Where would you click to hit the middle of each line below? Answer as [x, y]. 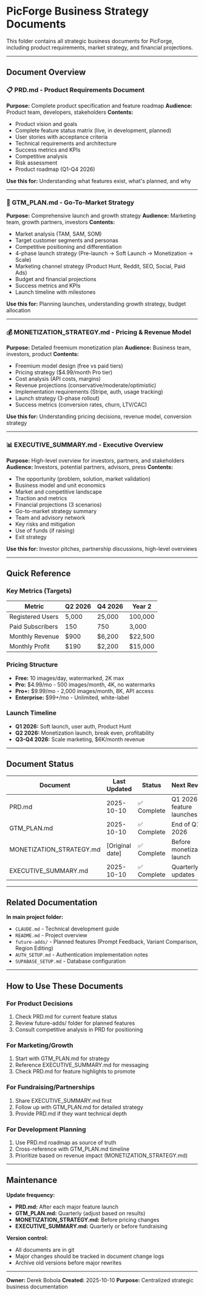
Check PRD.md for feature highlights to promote [75, 1072]
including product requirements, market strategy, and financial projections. [100, 47]
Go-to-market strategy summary [56, 511]
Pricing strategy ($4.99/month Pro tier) [64, 372]
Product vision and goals [46, 124]
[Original [119, 845]
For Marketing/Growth [40, 1045]
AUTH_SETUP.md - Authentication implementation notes [82, 955]
